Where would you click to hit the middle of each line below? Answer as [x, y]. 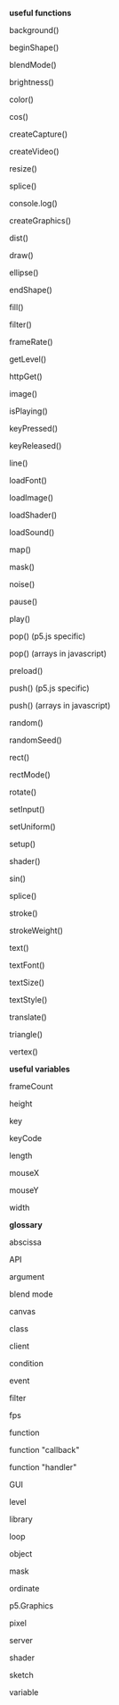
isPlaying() [29, 411]
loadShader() [33, 515]
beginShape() [34, 47]
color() [21, 99]
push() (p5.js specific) [50, 688]
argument [27, 1277]
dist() [19, 238]
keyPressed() [34, 428]
